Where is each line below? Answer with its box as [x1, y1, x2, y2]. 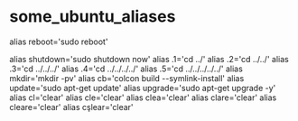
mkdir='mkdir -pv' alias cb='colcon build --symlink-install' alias [9, 72, 245, 83]
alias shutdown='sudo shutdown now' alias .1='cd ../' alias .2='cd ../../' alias [9, 53, 289, 64]
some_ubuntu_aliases [9, 6, 176, 27]
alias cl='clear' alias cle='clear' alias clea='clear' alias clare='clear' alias [9, 92, 277, 103]
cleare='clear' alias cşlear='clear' [9, 101, 134, 112]
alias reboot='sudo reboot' [9, 36, 108, 47]
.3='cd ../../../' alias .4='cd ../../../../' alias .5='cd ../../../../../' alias [9, 63, 244, 74]
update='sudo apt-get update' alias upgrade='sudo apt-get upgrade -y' [9, 82, 276, 93]
